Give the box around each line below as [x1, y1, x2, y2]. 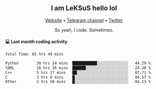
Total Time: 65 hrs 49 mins [5, 52, 64, 57]
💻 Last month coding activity [5, 38, 67, 44]
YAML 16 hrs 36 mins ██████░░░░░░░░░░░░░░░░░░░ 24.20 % [5, 65, 151, 70]
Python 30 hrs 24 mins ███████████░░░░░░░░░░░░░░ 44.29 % [5, 60, 151, 65]
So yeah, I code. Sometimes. [54, 27, 113, 33]
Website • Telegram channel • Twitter [45, 17, 123, 23]
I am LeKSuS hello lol [50, 4, 117, 12]
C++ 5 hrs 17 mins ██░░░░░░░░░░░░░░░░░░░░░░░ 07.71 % [5, 70, 151, 75]
